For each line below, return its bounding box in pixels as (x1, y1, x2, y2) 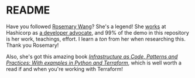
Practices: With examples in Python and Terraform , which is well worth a (6, 59, 182, 66)
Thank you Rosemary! (6, 42, 59, 49)
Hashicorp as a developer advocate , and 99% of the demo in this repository (6, 29, 189, 36)
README (6, 4, 50, 17)
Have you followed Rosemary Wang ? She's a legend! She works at (6, 23, 166, 30)
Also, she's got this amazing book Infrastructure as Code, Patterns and (6, 53, 178, 60)
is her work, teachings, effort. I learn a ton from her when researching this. (6, 35, 186, 42)
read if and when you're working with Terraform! (6, 65, 123, 72)
